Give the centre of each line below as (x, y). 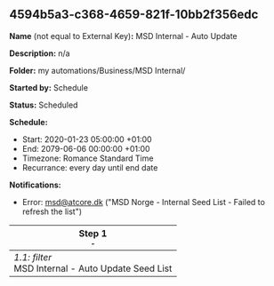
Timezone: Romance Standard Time (88, 158)
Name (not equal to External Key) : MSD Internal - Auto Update (123, 36)
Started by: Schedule (49, 87)
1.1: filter (32, 257)
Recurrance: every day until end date (90, 167)
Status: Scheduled (44, 105)
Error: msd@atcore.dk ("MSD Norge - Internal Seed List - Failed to (143, 202)
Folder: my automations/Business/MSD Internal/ (97, 70)
